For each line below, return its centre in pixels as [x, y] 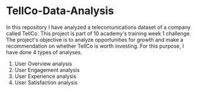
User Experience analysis [45, 76]
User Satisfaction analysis [46, 82]
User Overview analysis [43, 64]
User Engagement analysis [47, 70]
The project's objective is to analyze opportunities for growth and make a [95, 40]
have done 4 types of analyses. [44, 52]
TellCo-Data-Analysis [60, 11]
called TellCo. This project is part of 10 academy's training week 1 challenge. [98, 33]
